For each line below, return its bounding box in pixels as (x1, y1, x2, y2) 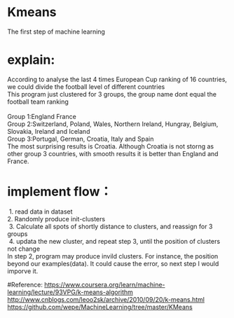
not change (7, 244, 41, 253)
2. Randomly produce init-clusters (7, 214, 106, 223)
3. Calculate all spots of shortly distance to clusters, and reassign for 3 (8, 222, 213, 230)
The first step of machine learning (7, 27, 105, 36)
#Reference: (7, 280, 43, 289)
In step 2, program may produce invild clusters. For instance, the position (7, 251, 219, 260)
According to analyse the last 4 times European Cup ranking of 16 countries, (7, 75, 228, 83)
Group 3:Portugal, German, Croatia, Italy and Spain (7, 134, 154, 143)
